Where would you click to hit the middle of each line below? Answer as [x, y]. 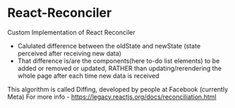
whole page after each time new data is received [89, 76]
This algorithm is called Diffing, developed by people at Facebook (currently [117, 89]
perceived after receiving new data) [70, 53]
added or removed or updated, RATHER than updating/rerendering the [120, 68]
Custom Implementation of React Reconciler [71, 32]
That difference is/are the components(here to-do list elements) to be [119, 60]
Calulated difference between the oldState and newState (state [109, 46]
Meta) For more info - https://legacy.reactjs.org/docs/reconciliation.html [112, 97]
